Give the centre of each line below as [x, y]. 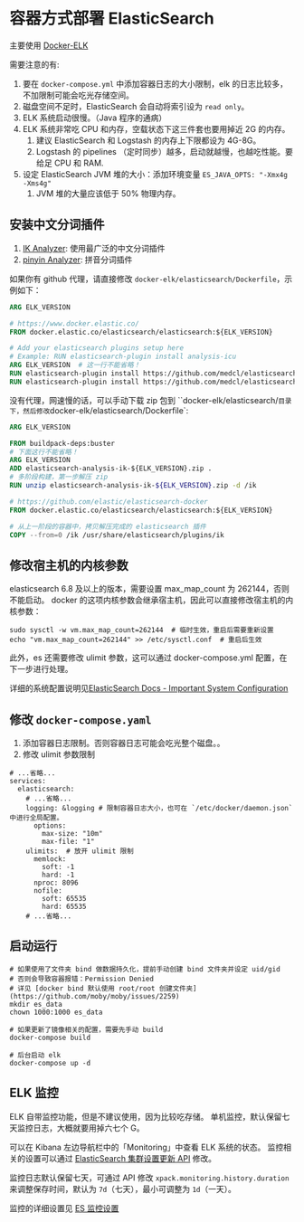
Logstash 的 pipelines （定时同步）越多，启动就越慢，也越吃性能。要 [165, 151]
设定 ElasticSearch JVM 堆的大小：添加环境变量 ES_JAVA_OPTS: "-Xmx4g [155, 174]
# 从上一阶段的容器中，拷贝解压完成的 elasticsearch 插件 [108, 526]
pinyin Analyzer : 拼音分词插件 [77, 260]
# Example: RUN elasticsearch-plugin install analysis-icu [123, 357]
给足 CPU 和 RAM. [70, 163]
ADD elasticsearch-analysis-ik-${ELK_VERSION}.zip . [111, 469]
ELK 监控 [34, 1093]
